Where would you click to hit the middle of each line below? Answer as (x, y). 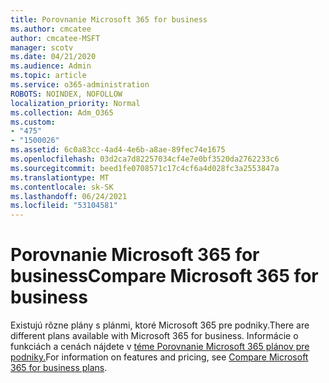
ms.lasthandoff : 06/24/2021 (69, 196)
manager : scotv (42, 47)
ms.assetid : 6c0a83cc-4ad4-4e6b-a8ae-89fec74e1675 (118, 150)
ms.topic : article (48, 76)
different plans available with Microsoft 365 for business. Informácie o (154, 336)
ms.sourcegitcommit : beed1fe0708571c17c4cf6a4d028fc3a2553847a (145, 168)
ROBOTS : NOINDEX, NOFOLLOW (66, 94)
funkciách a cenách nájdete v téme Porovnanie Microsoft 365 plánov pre (160, 347)
